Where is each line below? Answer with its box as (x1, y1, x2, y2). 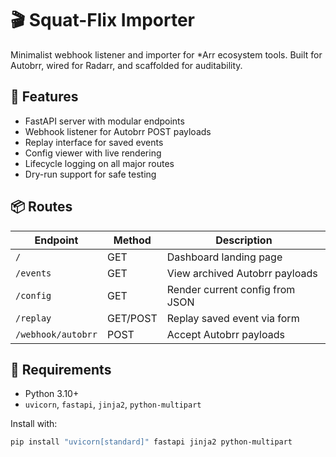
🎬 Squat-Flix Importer (10, 9, 196, 32)
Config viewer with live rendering (24, 147, 162, 159)
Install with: (10, 418, 58, 430)
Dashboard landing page (166, 250, 283, 264)
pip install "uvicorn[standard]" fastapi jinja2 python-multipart (10, 437, 293, 447)
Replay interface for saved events (24, 136, 164, 148)
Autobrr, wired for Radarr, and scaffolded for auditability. (10, 59, 243, 71)
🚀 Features (10, 88, 79, 106)
